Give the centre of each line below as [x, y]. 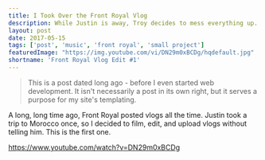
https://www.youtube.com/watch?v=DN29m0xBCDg [94, 147]
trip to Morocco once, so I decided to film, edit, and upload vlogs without [128, 123]
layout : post [30, 30]
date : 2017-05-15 [37, 38]
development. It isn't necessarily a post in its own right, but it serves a [142, 91]
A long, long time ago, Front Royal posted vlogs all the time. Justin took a [128, 115]
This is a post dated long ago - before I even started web [121, 82]
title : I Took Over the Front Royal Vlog [78, 16]
